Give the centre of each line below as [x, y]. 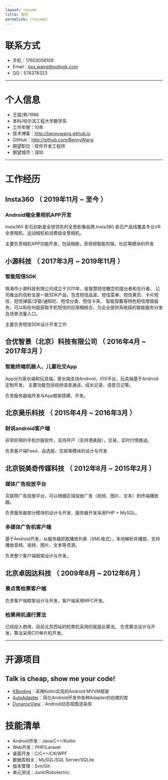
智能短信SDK [21, 277]
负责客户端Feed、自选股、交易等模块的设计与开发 [56, 451]
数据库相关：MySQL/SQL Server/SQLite [53, 760]
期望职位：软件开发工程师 [39, 146]
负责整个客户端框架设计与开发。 [38, 556]
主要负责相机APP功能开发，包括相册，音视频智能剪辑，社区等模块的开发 [79, 244]
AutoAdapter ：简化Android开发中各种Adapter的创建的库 [70, 698]
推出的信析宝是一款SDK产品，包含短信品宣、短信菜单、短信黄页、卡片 [82, 295]
